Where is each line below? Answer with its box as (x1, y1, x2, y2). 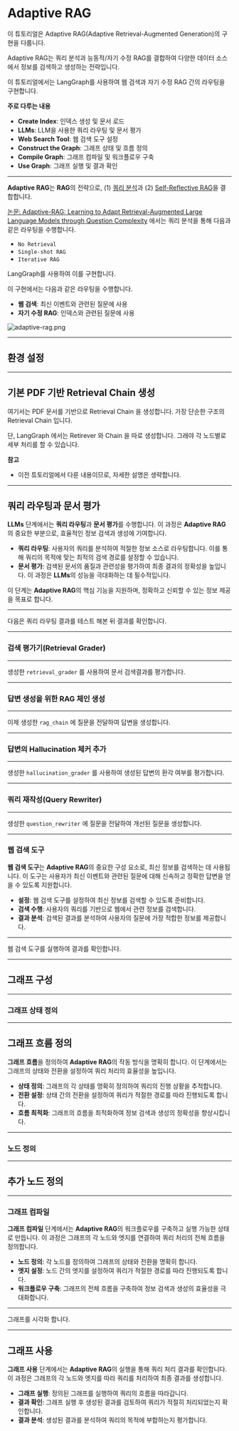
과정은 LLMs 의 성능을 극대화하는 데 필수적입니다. (34, 571, 171, 579)
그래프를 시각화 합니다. (7, 1315, 70, 1324)
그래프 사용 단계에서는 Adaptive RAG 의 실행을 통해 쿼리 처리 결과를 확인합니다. (7, 1365, 228, 1373)
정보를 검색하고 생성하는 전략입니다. (20, 62, 119, 71)
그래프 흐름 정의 (7, 1037, 73, 1049)
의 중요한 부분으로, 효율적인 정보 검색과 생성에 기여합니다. (7, 529, 167, 538)
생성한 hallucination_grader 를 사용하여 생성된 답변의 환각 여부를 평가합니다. (7, 768, 225, 777)
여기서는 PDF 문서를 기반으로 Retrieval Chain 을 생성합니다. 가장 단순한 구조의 (7, 407, 225, 415)
